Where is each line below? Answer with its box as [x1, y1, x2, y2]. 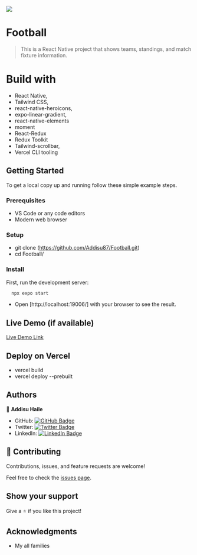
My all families [14, 542, 50, 550]
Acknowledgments [6, 527, 78, 537]
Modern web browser [14, 216, 68, 223]
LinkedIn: [14, 430, 37, 437]
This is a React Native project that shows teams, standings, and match [20, 45, 192, 53]
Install [6, 265, 25, 273]
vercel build [14, 367, 44, 374]
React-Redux [14, 130, 47, 137]
